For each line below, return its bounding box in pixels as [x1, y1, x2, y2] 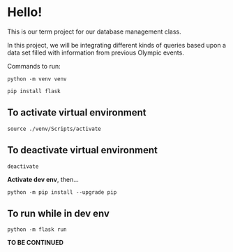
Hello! [7, 4, 43, 20]
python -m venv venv [7, 75, 68, 83]
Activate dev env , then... [7, 175, 79, 183]
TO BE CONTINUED [7, 239, 64, 247]
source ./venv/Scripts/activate [7, 125, 101, 132]
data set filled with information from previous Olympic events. [7, 48, 185, 57]
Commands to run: [7, 62, 61, 70]
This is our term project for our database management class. [7, 27, 181, 36]
